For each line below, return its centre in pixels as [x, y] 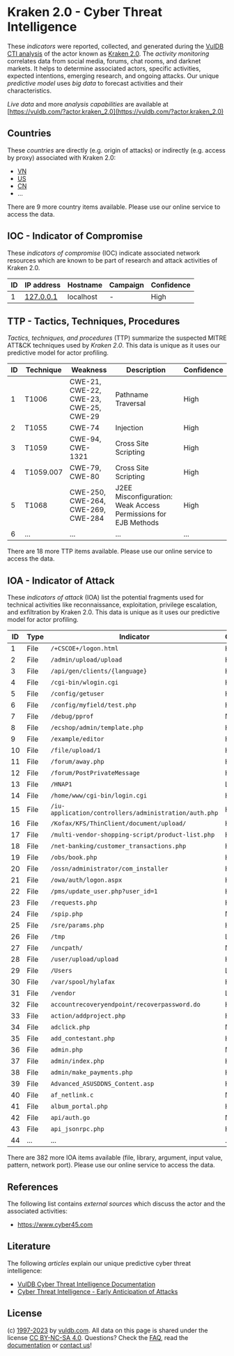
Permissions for [141, 514]
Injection [130, 428]
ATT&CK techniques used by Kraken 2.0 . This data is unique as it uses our [114, 345]
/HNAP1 [61, 785]
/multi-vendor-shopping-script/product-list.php [133, 835]
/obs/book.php [74, 858]
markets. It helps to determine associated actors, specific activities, [104, 68]
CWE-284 [87, 518]
